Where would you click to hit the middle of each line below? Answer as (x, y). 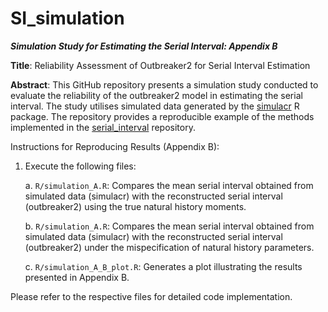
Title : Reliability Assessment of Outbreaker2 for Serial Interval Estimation (160, 65)
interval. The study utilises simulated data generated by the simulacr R (155, 106)
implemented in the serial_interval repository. (103, 127)
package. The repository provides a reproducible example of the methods (162, 116)
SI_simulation (67, 18)
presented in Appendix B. (77, 277)
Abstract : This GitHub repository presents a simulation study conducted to (164, 84)
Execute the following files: (80, 166)
